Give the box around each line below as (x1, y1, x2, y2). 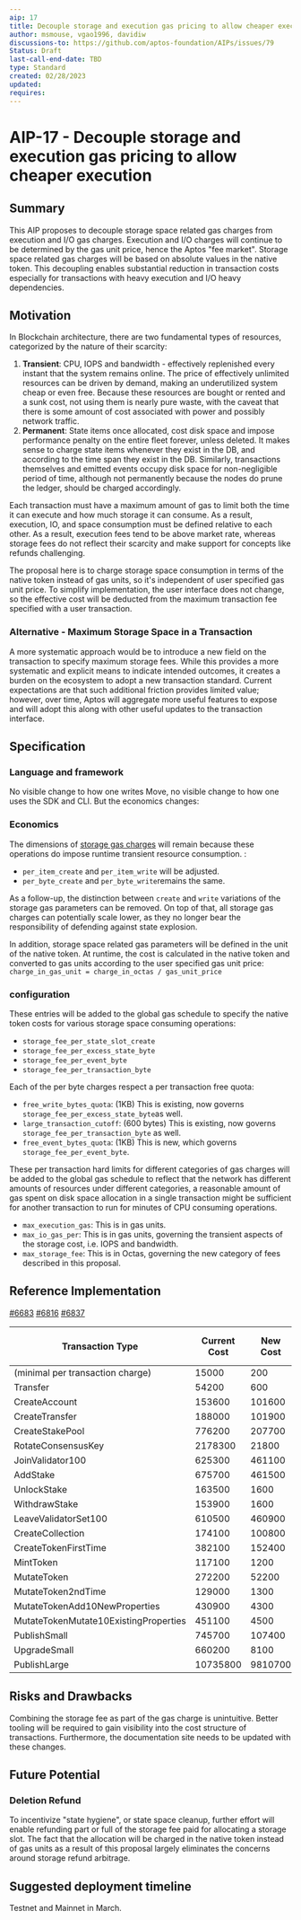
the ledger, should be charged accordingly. (21, 482, 182, 494)
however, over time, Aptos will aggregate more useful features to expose (9, 693, 278, 705)
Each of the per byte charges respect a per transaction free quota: (9, 1081, 254, 1092)
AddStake (13, 1468, 56, 1481)
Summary (9, 201, 65, 216)
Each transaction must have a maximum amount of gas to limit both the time (9, 500, 289, 511)
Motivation (9, 307, 72, 323)
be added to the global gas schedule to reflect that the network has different (9, 1173, 291, 1184)
